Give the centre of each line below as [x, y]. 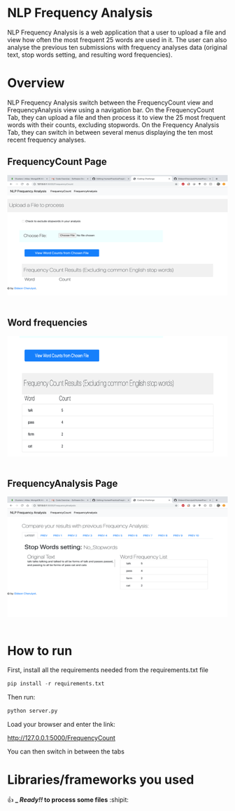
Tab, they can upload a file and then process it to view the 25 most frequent [116, 117]
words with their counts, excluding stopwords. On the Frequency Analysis [113, 125]
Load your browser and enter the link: [61, 724]
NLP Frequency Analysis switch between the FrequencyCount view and [110, 102]
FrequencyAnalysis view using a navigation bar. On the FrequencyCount [111, 109]
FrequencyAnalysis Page [63, 483]
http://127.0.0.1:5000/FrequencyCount [61, 738]
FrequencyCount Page [57, 162]
